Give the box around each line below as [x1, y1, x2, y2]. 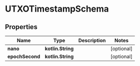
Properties [5, 23, 38, 31]
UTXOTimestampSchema [5, 3, 109, 15]
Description [78, 37, 106, 44]
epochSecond [7, 53, 41, 60]
